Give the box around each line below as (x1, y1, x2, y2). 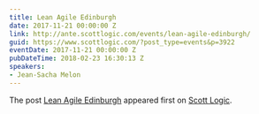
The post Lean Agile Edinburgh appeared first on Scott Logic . (9, 95, 232, 105)
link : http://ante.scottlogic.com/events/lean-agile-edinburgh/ (9, 29, 251, 38)
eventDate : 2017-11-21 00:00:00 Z (9, 46, 137, 55)
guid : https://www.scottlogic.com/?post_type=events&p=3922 (9, 37, 236, 47)
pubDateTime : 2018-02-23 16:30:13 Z (9, 54, 144, 63)
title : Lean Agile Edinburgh (9, 12, 117, 22)
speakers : (9, 63, 46, 72)
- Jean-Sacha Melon (9, 71, 81, 80)
